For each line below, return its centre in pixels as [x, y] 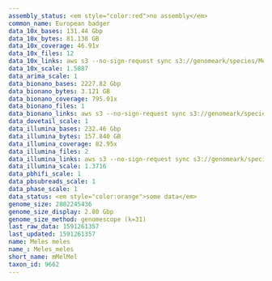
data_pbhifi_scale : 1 [45, 174]
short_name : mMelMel [43, 257]
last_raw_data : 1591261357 [54, 227]
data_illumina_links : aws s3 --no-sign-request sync [99, 159]
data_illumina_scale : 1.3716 [57, 167]
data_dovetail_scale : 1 [49, 121]
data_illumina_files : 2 [49, 151]
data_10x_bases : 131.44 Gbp [56, 31]
